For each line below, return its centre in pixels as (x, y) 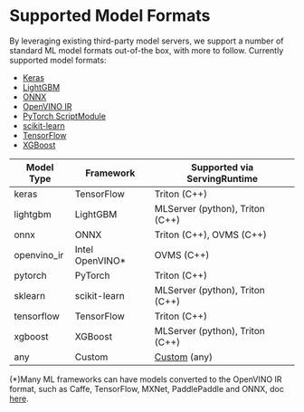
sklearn (30, 295)
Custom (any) (183, 357)
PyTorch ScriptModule (64, 116)
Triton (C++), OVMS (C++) (210, 235)
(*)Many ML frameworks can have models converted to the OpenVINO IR (146, 379)
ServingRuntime (223, 178)
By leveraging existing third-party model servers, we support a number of (147, 41)
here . (19, 398)
